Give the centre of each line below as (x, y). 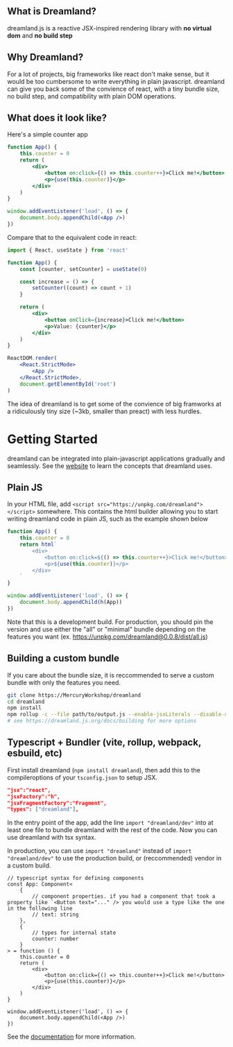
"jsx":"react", (29, 790)
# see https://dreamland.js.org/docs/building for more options (102, 721)
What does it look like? (57, 118)
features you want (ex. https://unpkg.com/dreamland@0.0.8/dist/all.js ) (107, 637)
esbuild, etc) (35, 753)
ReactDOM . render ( (32, 358)
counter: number (55, 939)
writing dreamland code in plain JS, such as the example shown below (108, 519)
